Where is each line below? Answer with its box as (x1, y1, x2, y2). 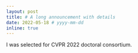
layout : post (6, 8, 39, 15)
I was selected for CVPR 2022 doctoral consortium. (6, 41, 132, 48)
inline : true (6, 25, 39, 31)
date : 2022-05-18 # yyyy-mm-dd (6, 19, 84, 25)
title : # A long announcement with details (6, 14, 116, 20)
